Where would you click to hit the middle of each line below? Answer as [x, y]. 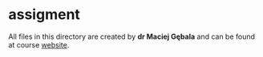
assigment [44, 15]
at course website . [39, 44]
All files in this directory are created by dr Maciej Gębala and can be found [131, 36]
